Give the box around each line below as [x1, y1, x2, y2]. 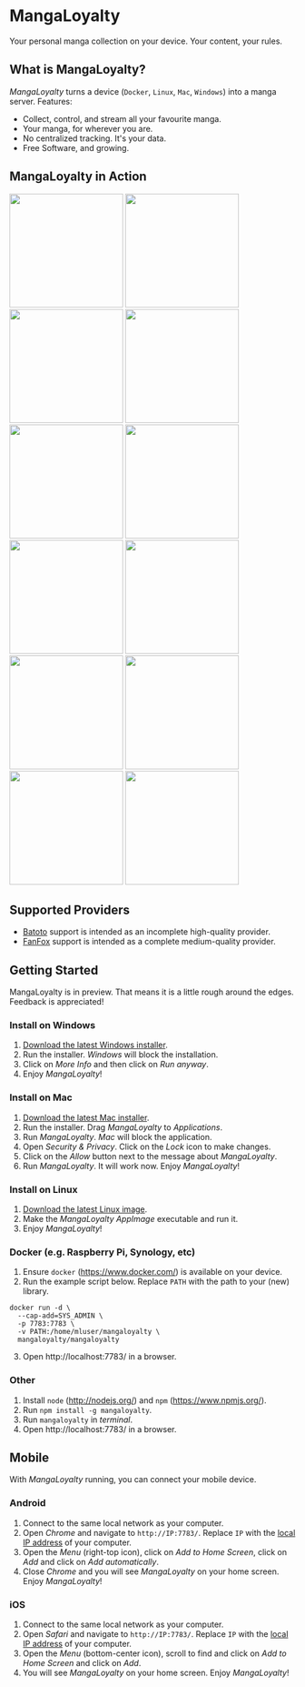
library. [22, 1286, 50, 1297]
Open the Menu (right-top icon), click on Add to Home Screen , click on [22, 1546, 288, 1557]
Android [9, 1497, 46, 1510]
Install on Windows [9, 1019, 96, 1032]
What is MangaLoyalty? [9, 62, 146, 77]
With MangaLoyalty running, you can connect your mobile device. [9, 1474, 257, 1485]
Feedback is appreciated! [9, 996, 104, 1007]
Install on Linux [9, 1183, 78, 1196]
